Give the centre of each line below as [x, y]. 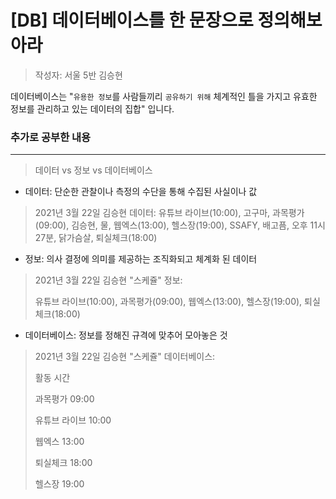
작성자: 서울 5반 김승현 [78, 75]
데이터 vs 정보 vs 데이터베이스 [93, 170]
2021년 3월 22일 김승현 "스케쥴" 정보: [108, 280]
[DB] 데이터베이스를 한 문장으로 [132, 20]
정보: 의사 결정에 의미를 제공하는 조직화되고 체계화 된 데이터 [141, 259]
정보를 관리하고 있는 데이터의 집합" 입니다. [92, 108]
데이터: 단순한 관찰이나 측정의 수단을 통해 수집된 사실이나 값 [141, 192]
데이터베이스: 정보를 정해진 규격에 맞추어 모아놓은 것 [126, 335]
